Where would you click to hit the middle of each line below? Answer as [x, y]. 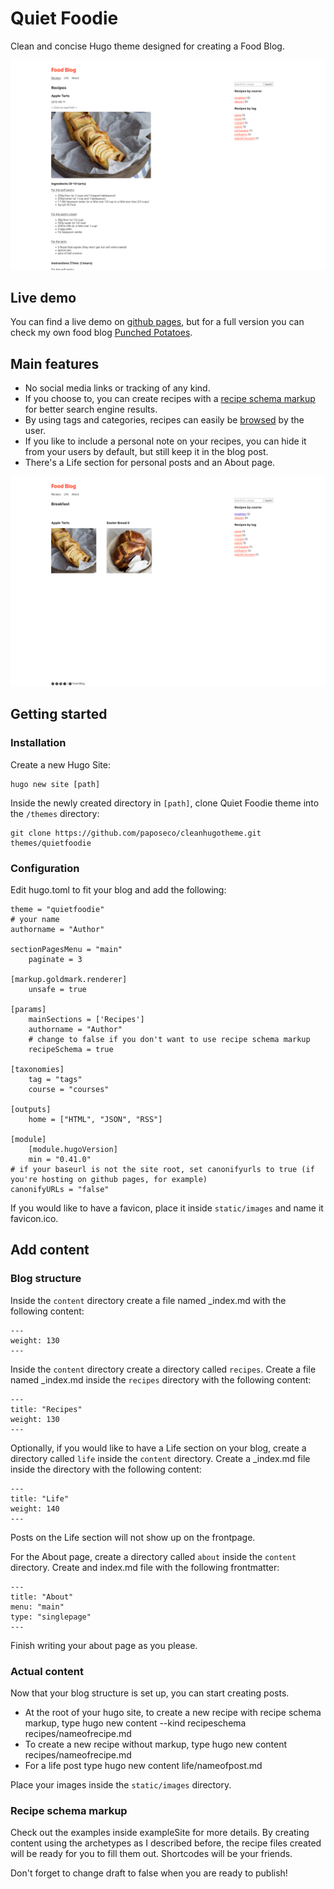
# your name [35, 919]
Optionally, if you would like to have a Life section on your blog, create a [158, 1448]
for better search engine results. [91, 409]
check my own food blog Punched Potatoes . [101, 333]
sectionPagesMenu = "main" [66, 949]
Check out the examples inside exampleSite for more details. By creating [160, 1833]
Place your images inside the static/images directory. [121, 1784]
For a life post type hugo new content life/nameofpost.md [143, 1765]
